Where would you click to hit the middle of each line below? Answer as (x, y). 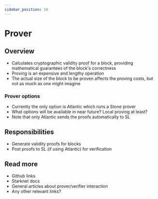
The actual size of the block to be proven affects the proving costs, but (82, 78)
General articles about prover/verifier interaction (60, 186)
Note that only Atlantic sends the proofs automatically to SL (71, 117)
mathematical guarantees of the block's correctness (64, 68)
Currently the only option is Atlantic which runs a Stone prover (74, 107)
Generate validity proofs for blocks (46, 144)
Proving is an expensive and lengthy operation (58, 73)
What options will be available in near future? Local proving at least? (79, 111)
